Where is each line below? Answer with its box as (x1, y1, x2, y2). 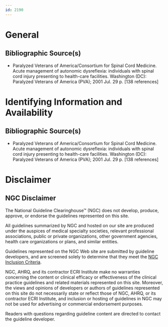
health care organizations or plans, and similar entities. (5, 238, 119, 244)
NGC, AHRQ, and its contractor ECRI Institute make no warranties (5, 269, 140, 275)
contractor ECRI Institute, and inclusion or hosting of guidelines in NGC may (5, 295, 162, 301)
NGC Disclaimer (5, 194, 56, 203)
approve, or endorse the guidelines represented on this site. (5, 213, 129, 219)
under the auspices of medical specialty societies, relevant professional (5, 228, 154, 234)
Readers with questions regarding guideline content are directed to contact (5, 310, 161, 316)
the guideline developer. (5, 316, 55, 322)
